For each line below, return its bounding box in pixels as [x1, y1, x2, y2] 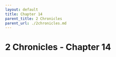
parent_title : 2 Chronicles [5, 16, 63, 21]
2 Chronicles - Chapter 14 [5, 42, 111, 53]
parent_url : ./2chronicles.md [5, 20, 67, 26]
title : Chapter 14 [5, 12, 43, 17]
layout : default [5, 7, 38, 12]
